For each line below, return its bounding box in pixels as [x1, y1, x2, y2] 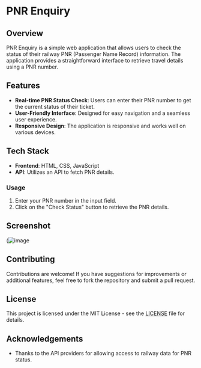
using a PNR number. [6, 63, 59, 70]
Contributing [6, 254, 55, 265]
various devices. [14, 128, 56, 136]
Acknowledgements [6, 334, 83, 344]
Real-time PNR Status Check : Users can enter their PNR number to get [14, 96, 191, 103]
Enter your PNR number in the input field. [14, 197, 117, 204]
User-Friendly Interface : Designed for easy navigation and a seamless [14, 109, 191, 117]
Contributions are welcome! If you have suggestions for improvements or [6, 270, 187, 277]
